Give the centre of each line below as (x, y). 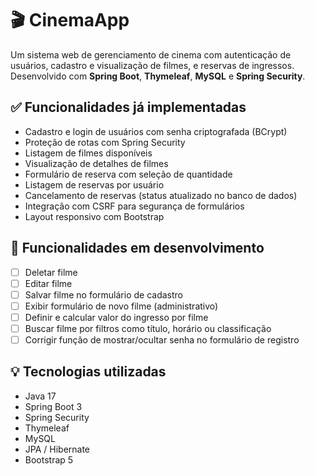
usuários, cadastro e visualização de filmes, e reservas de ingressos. (152, 65)
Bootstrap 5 (49, 459)
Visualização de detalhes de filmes (96, 163)
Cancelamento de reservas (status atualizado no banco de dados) (161, 195)
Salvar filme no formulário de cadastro (103, 294)
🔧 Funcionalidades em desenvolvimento (137, 248)
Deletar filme (51, 272)
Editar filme (48, 283)
